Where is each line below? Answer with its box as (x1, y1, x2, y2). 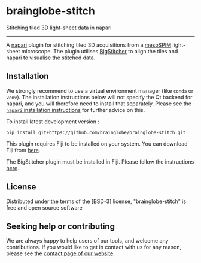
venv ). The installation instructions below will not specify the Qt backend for (6, 93, 193, 101)
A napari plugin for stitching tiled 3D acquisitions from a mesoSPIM (6, 41, 172, 49)
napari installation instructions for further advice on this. (6, 106, 145, 113)
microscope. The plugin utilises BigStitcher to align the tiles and (21, 47, 178, 55)
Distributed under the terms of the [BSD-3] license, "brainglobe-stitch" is (6, 198, 187, 205)
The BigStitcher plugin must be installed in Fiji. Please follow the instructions (6, 158, 194, 165)
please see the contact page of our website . (6, 250, 115, 257)
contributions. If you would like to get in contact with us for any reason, (6, 244, 181, 251)
